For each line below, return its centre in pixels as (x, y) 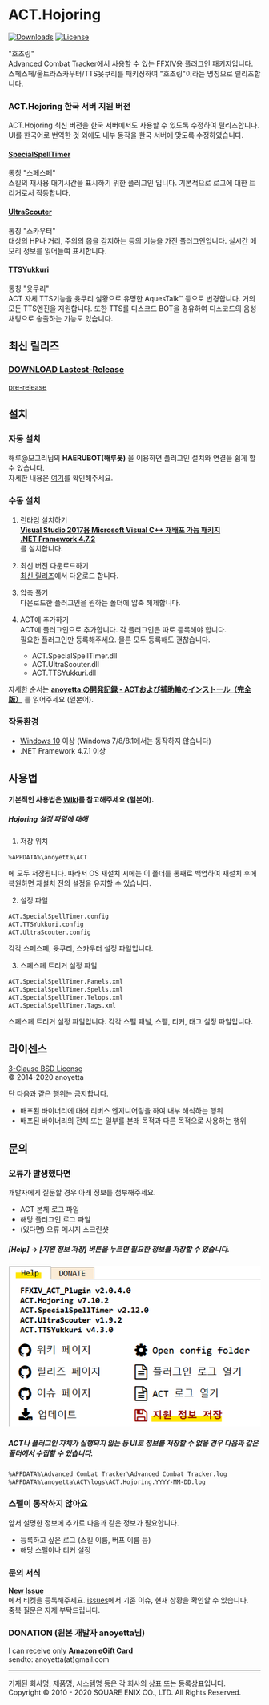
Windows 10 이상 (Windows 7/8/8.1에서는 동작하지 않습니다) (116, 741)
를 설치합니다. (42, 548)
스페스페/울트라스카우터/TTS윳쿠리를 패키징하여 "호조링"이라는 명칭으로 (121, 73)
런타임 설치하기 (44, 519)
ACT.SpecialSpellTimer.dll (74, 656)
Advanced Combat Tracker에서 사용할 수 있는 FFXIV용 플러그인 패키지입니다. (131, 63)
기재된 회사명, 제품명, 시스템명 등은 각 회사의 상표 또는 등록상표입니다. (117, 1683)
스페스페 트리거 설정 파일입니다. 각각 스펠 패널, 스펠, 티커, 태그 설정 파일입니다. (131, 1021)
